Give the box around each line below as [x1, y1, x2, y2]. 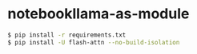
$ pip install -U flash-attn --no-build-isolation [7, 38, 180, 46]
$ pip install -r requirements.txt [7, 31, 127, 39]
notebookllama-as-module [7, 5, 190, 23]
